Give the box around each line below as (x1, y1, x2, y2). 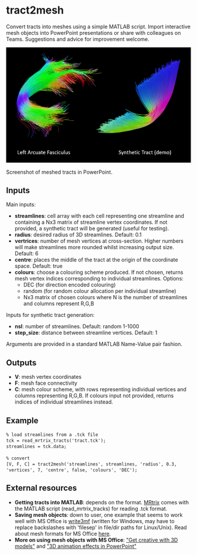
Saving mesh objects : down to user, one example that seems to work (14, 511, 183, 518)
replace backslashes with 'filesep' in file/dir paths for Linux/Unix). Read (14, 524, 187, 531)
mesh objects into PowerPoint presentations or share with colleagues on (6, 29, 181, 36)
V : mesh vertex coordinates (14, 374, 82, 381)
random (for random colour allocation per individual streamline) (23, 288, 176, 295)
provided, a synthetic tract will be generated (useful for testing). (14, 225, 169, 232)
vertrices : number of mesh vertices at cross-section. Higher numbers (14, 237, 184, 245)
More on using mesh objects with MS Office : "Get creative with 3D (14, 536, 178, 543)
